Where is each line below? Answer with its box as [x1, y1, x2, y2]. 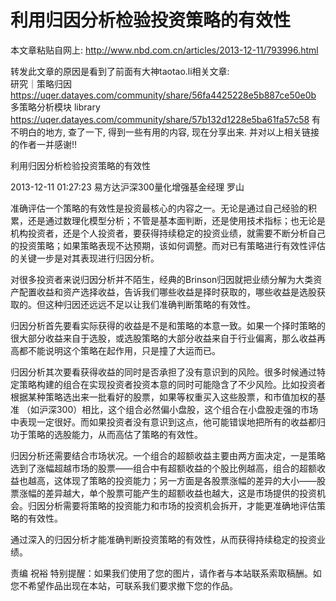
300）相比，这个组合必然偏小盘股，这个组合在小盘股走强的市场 [56, 403, 319, 415]
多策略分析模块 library [10, 101, 101, 113]
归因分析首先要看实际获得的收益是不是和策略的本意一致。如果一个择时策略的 [10, 319, 326, 331]
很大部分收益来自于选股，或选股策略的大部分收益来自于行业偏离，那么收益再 [10, 332, 326, 344]
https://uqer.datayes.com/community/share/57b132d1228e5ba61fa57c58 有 [10, 113, 322, 125]
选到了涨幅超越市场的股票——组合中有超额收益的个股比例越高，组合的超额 [10, 462, 317, 474]
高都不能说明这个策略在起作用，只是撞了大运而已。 [10, 344, 221, 356]
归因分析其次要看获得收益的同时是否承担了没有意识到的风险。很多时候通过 [10, 366, 317, 378]
